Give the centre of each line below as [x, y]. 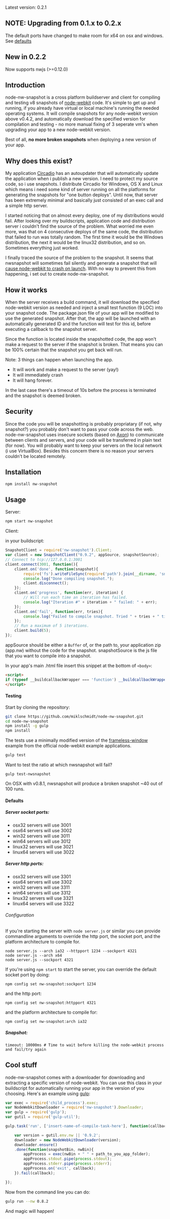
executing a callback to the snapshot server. [51, 329]
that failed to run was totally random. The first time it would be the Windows [84, 237]
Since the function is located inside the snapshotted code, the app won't [81, 339]
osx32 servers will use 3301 [41, 876]
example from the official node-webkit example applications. [68, 746]
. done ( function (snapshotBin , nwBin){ [54, 1149]
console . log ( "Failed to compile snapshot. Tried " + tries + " [91, 616]
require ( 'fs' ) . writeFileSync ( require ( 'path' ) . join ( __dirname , [90, 574]
